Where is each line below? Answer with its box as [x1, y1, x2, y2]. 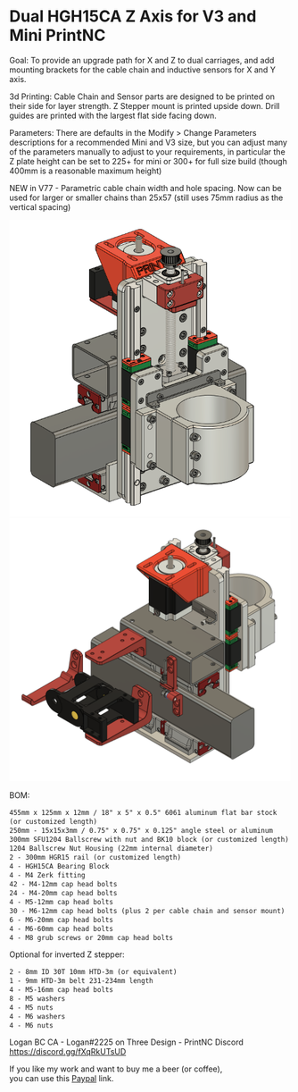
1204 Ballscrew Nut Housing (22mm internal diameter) [9, 844, 214, 853]
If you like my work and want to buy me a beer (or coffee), [9, 1063, 223, 1074]
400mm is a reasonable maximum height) [9, 165, 162, 176]
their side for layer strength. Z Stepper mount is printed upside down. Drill [9, 100, 280, 111]
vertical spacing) [9, 201, 71, 212]
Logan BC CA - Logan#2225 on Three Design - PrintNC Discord [9, 1037, 244, 1047]
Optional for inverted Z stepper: [9, 949, 125, 960]
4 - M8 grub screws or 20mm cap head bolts [9, 934, 174, 943]
